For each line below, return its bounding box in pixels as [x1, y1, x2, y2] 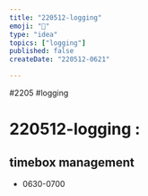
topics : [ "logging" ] [9, 38, 87, 48]
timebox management [9, 155, 135, 170]
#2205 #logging [9, 87, 69, 98]
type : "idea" [9, 30, 58, 39]
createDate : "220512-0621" [9, 55, 110, 64]
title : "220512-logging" [9, 13, 102, 22]
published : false [9, 47, 74, 56]
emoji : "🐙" [9, 22, 50, 31]
